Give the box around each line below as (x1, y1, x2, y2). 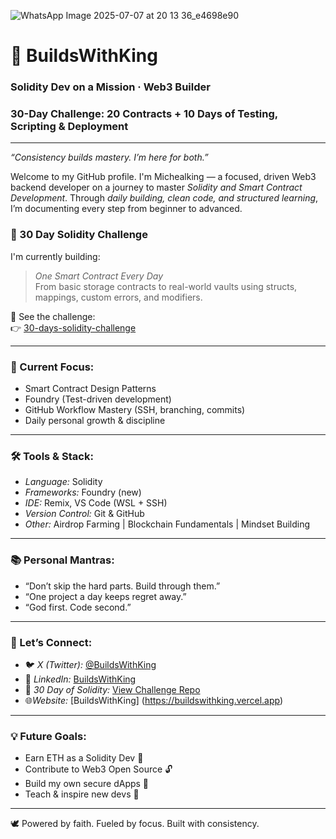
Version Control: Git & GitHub (24, 508, 145, 520)
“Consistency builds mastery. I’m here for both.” (10, 151, 209, 164)
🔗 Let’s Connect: (10, 635, 93, 649)
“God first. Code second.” (24, 601, 132, 613)
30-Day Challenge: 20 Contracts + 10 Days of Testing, (10, 107, 278, 121)
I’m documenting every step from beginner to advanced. (10, 203, 243, 215)
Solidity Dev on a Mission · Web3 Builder (10, 80, 211, 94)
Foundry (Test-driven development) (24, 393, 172, 405)
